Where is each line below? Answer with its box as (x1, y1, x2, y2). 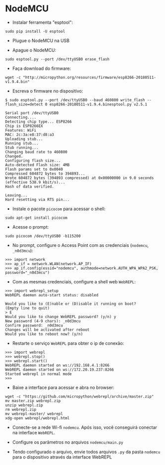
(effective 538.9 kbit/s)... (5, 180, 65, 185)
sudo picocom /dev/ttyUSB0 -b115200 (5, 233, 81, 238)
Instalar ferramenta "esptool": (12, 19, 73, 25)
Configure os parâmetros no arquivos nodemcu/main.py (12, 439, 123, 445)
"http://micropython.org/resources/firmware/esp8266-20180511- (23, 75, 156, 80)
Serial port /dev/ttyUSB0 (5, 110, 58, 115)
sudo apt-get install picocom (5, 215, 68, 220)
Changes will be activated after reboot (5, 327, 90, 332)
